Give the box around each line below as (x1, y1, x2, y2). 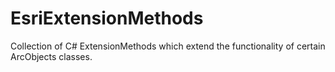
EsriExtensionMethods (10, 7, 204, 30)
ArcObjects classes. (10, 50, 93, 62)
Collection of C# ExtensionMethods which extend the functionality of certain (10, 40, 326, 52)
